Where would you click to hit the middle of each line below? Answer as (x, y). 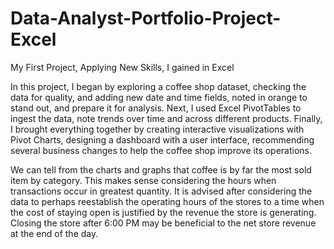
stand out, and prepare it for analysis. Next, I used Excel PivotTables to (156, 108)
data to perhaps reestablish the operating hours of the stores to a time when (167, 201)
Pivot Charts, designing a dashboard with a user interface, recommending (162, 139)
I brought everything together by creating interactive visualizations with (157, 129)
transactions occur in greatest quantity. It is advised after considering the (161, 191)
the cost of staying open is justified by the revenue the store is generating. (163, 212)
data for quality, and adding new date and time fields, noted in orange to (159, 97)
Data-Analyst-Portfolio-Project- (146, 18)
